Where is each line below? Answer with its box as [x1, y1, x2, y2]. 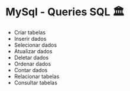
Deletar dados [14, 54, 49, 61]
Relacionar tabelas [14, 73, 60, 80]
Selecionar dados [14, 41, 57, 48]
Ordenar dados [14, 60, 51, 67]
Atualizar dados [14, 47, 53, 54]
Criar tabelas [14, 28, 45, 36]
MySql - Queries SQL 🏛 [5, 5, 125, 19]
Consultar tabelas [14, 79, 57, 86]
